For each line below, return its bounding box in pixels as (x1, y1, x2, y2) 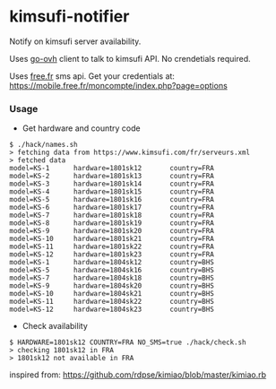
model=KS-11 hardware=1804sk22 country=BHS (9, 298, 215, 307)
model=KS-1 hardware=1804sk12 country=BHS (9, 258, 215, 267)
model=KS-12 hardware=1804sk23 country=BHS (9, 305, 215, 315)
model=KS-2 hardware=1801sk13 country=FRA (9, 172, 215, 181)
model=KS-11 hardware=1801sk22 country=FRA (9, 242, 215, 252)
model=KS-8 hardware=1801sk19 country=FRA (9, 219, 215, 228)
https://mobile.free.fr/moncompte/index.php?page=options (9, 80, 229, 91)
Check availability (22, 321, 88, 332)
